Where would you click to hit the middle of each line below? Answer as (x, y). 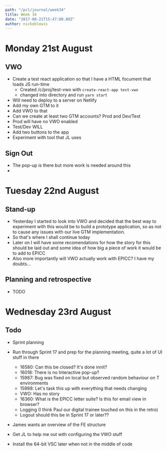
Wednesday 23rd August (58, 312)
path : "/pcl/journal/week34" (35, 10)
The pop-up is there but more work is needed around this (71, 165)
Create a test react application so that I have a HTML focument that (82, 79)
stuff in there (25, 357)
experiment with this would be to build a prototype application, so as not (87, 227)
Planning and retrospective (48, 280)
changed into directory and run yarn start (63, 95)
